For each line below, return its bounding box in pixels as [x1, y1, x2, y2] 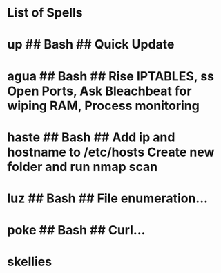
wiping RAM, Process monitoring [7, 98, 200, 114]
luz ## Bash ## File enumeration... [7, 191, 209, 206]
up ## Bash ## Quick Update [7, 37, 175, 53]
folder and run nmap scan [7, 159, 158, 175]
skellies [7, 254, 52, 270]
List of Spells [7, 5, 83, 21]
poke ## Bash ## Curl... [7, 222, 146, 238]
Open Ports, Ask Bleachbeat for [7, 83, 192, 98]
